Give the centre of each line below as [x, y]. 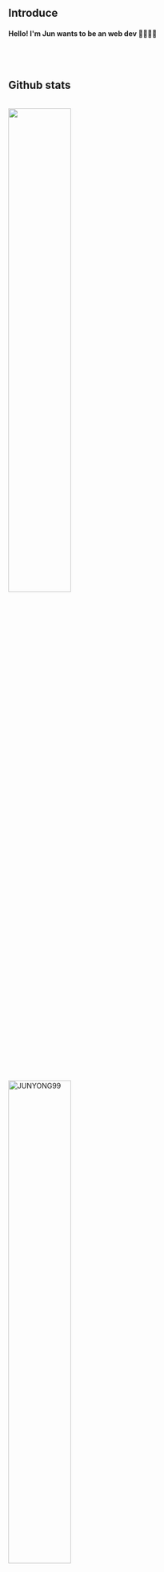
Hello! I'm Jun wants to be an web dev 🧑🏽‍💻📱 [83, 33]
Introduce [33, 13]
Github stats [40, 85]
